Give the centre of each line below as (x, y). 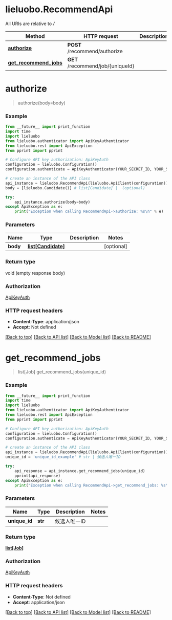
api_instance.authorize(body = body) (52, 202)
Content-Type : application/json (46, 322)
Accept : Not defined (34, 327)
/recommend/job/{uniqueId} (101, 66)
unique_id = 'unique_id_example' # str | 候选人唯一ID (63, 457)
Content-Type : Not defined (41, 596)
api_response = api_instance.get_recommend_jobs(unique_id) (80, 471)
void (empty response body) (35, 273)
